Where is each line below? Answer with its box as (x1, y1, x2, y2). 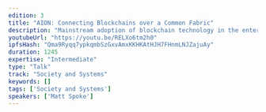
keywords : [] (8, 77, 51, 85)
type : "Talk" (8, 63, 51, 71)
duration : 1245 (8, 48, 59, 56)
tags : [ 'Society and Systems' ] (8, 84, 112, 93)
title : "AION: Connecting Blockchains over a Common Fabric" (8, 19, 215, 27)
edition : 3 (8, 11, 44, 20)
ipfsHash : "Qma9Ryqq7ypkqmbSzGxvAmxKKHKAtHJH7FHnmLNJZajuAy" (8, 41, 215, 49)
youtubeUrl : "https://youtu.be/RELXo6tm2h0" (8, 33, 158, 42)
